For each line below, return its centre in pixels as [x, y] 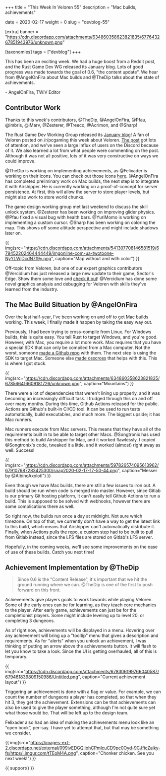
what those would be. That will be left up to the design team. [67, 713]
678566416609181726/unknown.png [43, 383]
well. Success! [20, 450]
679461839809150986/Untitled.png [42, 677]
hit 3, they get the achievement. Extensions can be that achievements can [81, 703]
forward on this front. [39, 590]
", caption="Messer [138, 470]
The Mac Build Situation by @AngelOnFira [71, 305]
